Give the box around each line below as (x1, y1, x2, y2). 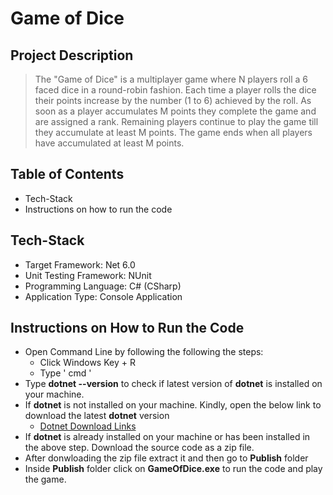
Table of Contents (10, 166, 125, 183)
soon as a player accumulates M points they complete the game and (34, 105, 317, 117)
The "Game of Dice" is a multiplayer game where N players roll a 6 (34, 73, 308, 85)
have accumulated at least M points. (34, 137, 185, 149)
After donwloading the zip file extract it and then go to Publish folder (24, 452, 309, 464)
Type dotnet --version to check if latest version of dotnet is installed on (24, 378, 323, 390)
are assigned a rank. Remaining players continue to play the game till (34, 116, 319, 127)
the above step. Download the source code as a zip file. (24, 442, 255, 454)
